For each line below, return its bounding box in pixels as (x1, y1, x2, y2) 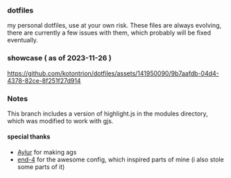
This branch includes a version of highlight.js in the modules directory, (7, 109, 208, 118)
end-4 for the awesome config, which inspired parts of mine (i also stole (17, 155, 224, 164)
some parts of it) (17, 163, 65, 171)
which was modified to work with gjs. (7, 116, 114, 125)
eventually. (7, 36, 38, 44)
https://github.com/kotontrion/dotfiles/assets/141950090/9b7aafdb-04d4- (7, 69, 220, 78)
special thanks (7, 132, 51, 141)
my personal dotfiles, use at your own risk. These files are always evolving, (7, 21, 222, 30)
